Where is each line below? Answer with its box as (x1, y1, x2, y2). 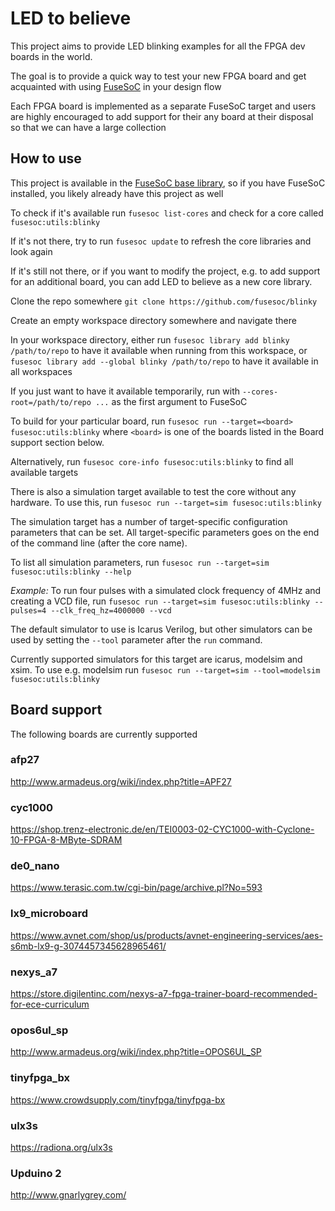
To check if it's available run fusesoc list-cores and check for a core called (10, 207, 324, 219)
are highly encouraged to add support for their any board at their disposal (10, 110, 314, 122)
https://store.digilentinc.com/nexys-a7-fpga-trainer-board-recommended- (10, 988, 318, 1000)
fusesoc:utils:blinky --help (10, 567, 132, 577)
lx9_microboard (10, 907, 89, 921)
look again (10, 245, 53, 257)
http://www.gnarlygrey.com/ (10, 1189, 127, 1201)
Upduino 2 (10, 1166, 62, 1180)
